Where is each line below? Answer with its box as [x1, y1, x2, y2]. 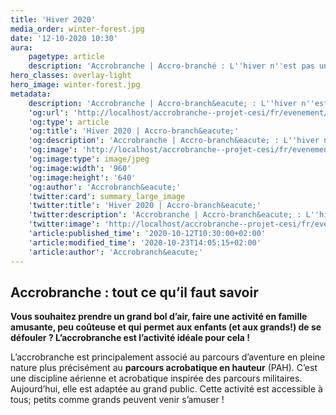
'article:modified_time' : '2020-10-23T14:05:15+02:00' [28, 237, 262, 248]
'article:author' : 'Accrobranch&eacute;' [28, 247, 203, 257]
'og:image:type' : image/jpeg [28, 154, 150, 164]
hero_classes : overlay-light [10, 71, 132, 81]
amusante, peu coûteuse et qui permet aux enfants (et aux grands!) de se [10, 321, 322, 333]
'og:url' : [28, 107, 70, 118]
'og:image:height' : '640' [28, 172, 137, 183]
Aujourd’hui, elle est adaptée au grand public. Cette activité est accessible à [10, 383, 323, 395]
